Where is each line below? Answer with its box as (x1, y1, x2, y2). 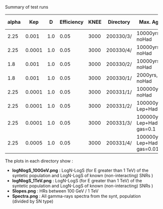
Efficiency (60, 19, 84, 25)
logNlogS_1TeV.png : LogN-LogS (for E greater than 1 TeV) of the (12, 178, 142, 183)
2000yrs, (136, 72, 158, 78)
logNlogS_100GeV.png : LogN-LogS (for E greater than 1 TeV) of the (12, 167, 149, 173)
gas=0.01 (136, 145, 159, 152)
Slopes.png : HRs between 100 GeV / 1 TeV (12, 188, 98, 193)
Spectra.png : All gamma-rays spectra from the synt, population (12, 193, 141, 199)
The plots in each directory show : (5, 158, 74, 164)
